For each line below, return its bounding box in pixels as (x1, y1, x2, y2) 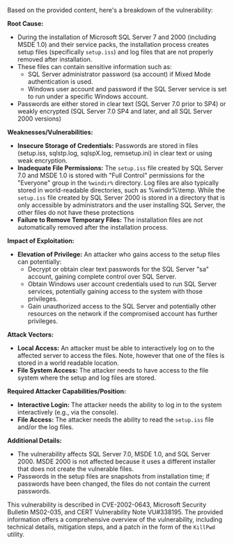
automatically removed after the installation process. (17, 223, 169, 231)
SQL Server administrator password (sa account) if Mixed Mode (27, 70, 211, 78)
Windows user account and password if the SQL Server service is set (27, 85, 227, 93)
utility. (7, 530, 25, 538)
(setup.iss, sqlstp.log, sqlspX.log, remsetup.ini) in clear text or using (17, 149, 212, 157)
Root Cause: (7, 20, 44, 27)
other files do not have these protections (17, 209, 134, 216)
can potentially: (17, 257, 62, 266)
